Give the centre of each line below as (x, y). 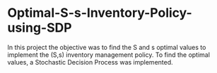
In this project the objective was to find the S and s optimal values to (107, 47)
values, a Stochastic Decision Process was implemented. (90, 62)
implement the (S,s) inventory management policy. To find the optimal (109, 55)
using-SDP (40, 28)
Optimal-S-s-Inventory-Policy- (100, 13)
